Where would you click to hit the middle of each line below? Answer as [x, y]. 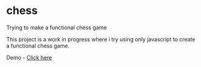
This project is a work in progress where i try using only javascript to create [101, 39]
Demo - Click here [29, 57]
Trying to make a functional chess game [57, 27]
